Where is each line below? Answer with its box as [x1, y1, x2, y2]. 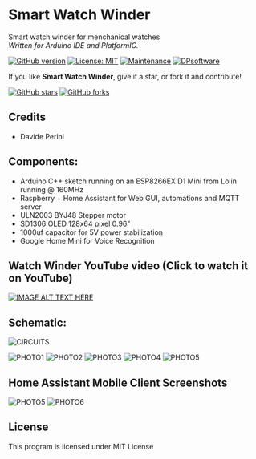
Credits [8, 111, 47, 124]
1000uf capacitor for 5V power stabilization [19, 227, 163, 237]
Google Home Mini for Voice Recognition [19, 236, 155, 245]
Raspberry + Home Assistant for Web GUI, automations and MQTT [19, 193, 240, 203]
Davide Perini [19, 131, 64, 141]
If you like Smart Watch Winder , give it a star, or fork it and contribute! [8, 71, 242, 81]
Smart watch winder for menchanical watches [8, 32, 161, 42]
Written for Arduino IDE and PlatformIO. [8, 40, 139, 50]
